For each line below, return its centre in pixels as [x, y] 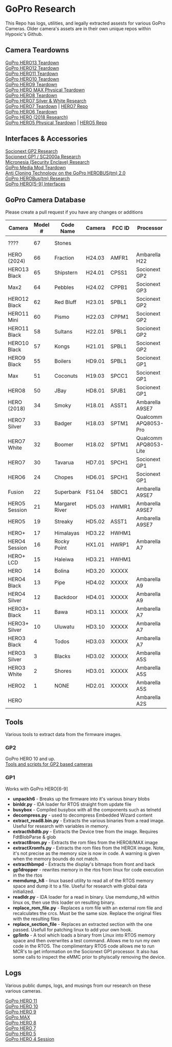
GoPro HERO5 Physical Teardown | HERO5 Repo [56, 122]
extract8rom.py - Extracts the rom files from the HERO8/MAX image [85, 842]
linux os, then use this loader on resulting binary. [64, 902]
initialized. [23, 891]
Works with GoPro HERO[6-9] [37, 789]
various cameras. [24, 991]
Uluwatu [64, 627]
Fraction [64, 258]
